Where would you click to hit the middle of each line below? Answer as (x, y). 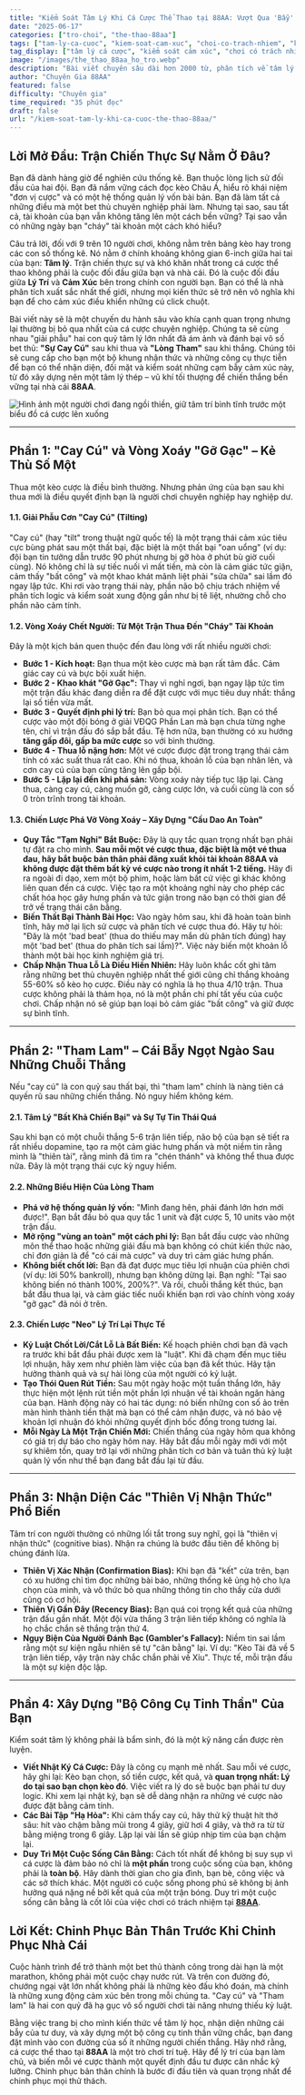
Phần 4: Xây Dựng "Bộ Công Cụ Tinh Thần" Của (147, 1704)
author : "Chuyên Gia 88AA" (60, 77)
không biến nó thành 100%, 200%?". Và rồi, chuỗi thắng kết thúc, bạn (152, 1284)
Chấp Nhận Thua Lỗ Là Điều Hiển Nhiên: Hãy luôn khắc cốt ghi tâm (149, 965)
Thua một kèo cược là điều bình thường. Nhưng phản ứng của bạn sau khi (147, 487)
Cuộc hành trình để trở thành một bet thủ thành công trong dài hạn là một (147, 1967)
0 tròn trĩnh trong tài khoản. (74, 799)
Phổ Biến (35, 1512)
